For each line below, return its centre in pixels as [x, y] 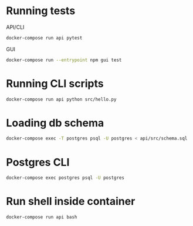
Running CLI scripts [55, 83]
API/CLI [15, 27]
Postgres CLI [38, 162]
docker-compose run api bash [42, 217]
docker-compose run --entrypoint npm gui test [64, 60]
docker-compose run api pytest [44, 38]
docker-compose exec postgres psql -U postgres [65, 178]
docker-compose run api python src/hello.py [61, 99]
